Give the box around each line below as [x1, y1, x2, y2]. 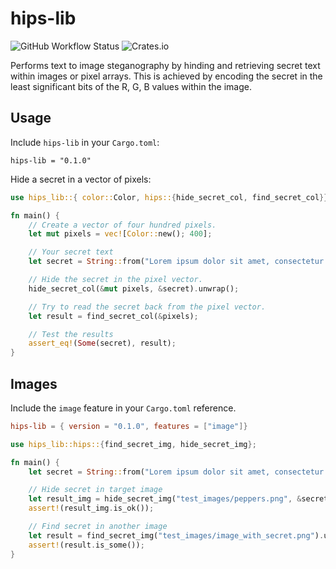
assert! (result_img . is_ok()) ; [28, 503, 155, 514]
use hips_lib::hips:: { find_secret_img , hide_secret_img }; [10, 439, 257, 449]
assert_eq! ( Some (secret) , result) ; [28, 338, 177, 349]
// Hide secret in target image [28, 485, 163, 495]
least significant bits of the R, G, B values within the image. [10, 80, 252, 92]
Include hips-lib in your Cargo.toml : [10, 136, 160, 148]
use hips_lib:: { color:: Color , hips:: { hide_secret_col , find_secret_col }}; [10, 192, 333, 202]
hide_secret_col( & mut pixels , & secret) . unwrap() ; [28, 283, 240, 294]
